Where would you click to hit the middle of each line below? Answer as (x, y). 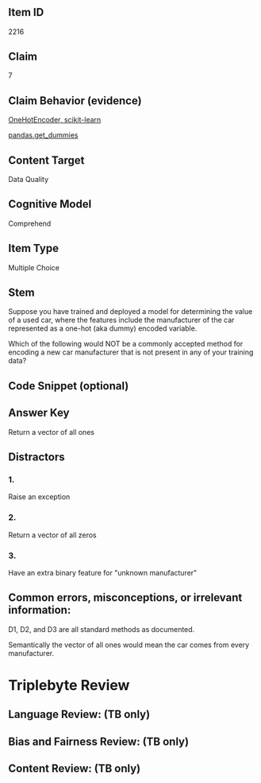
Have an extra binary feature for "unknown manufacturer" (103, 572)
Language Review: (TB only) (79, 714)
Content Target (46, 160)
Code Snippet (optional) (69, 386)
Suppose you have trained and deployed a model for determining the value (130, 312)
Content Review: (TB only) (75, 769)
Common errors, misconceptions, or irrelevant (125, 598)
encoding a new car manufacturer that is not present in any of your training (131, 352)
